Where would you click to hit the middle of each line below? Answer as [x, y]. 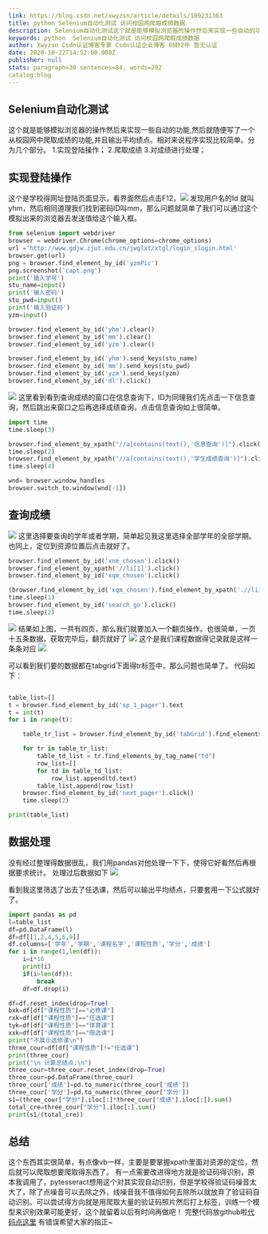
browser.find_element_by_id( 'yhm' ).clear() [82, 329]
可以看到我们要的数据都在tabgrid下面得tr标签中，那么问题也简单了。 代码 [128, 665]
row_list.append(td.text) [94, 778]
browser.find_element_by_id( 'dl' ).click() [80, 381]
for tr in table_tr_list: [66, 749]
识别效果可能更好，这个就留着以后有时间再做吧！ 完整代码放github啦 [135, 1212]
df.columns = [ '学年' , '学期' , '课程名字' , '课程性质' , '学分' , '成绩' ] [110, 944]
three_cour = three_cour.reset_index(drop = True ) [87, 1070]
